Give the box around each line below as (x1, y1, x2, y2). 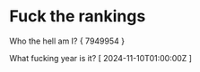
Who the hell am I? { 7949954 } (9, 36, 126, 46)
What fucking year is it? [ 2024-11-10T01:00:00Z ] (9, 52, 193, 63)
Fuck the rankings (9, 6, 146, 27)
